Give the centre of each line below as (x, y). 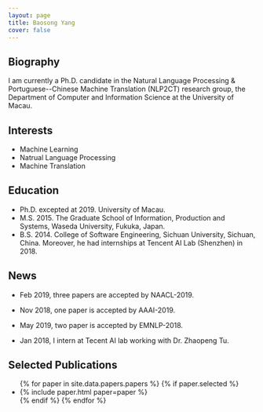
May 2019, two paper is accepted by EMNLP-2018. (101, 325)
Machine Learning (49, 149)
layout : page (29, 15)
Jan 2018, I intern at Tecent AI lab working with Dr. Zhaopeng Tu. (124, 340)
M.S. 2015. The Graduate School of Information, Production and (122, 217)
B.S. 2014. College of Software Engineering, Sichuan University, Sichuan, (137, 234)
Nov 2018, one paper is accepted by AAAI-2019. (97, 310)
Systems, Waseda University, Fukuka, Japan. (92, 226)
